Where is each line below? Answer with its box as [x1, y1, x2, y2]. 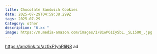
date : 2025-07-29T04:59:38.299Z [5, 12, 71, 17]
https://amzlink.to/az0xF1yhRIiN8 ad [5, 44, 78, 49]
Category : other [5, 21, 38, 26]
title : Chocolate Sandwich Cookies [5, 7, 78, 12]
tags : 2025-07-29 [5, 16, 41, 21]
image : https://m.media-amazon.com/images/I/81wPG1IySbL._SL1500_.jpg [5, 30, 153, 35]
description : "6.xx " [5, 26, 50, 30]
